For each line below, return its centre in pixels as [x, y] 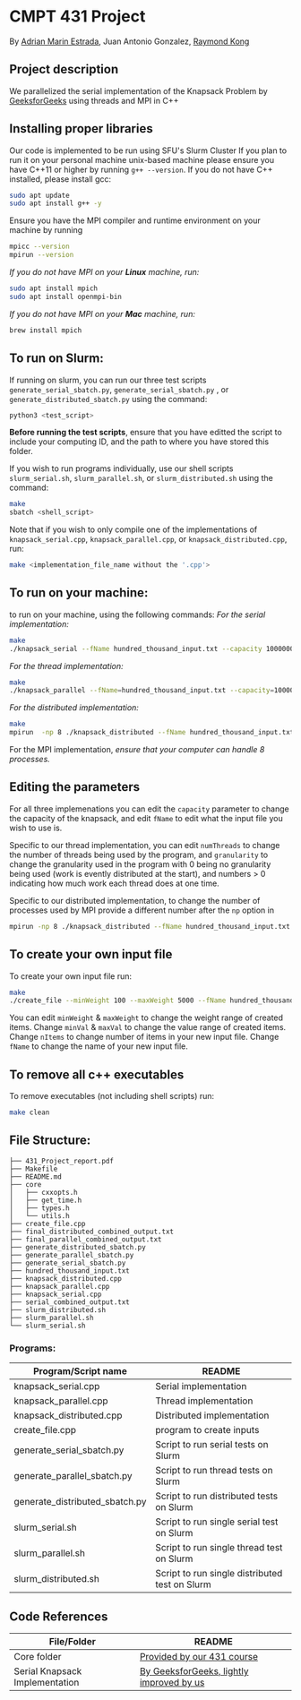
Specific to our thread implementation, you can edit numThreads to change [145, 845]
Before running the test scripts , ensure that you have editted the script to [146, 433]
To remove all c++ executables [97, 1074]
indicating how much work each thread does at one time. [114, 883]
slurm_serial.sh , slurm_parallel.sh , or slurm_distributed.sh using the [141, 478]
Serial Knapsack [48, 1670]
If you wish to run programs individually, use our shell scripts [121, 468]
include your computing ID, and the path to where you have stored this [139, 442]
